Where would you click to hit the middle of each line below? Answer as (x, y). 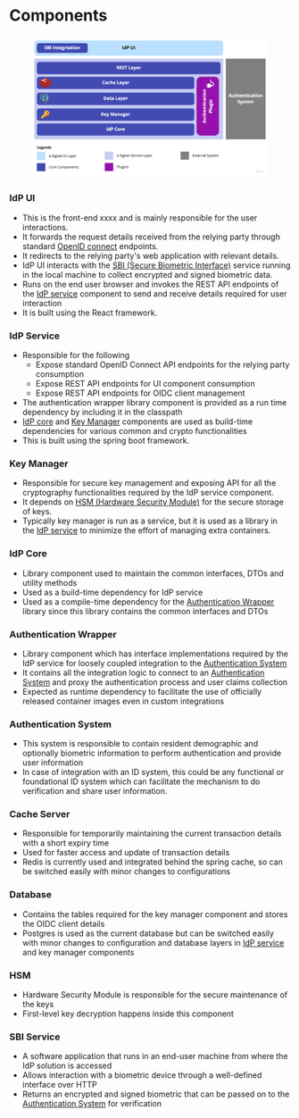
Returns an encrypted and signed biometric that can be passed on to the (156, 1094)
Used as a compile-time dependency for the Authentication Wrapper (148, 601)
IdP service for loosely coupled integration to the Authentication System (154, 663)
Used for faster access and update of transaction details (126, 853)
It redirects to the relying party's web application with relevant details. (150, 255)
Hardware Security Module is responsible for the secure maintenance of (155, 995)
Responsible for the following (76, 355)
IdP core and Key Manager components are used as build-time (137, 421)
